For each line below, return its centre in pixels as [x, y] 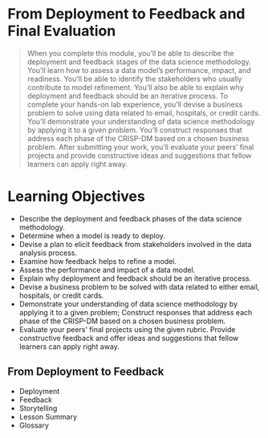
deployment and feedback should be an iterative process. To [128, 95]
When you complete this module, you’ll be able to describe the [130, 53]
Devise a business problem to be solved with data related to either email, [139, 286]
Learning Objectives [76, 197]
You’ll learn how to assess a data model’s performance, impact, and [139, 70]
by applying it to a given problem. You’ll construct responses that [134, 130]
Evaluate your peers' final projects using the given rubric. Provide [127, 329]
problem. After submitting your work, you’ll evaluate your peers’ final [140, 147]
